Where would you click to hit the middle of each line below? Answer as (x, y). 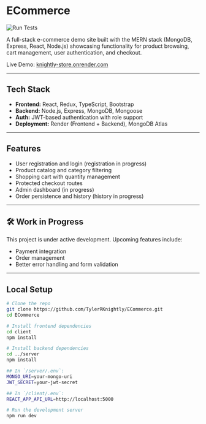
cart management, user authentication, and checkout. (74, 52)
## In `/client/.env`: (35, 393)
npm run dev (21, 416)
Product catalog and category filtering (63, 170)
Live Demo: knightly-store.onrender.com (57, 64)
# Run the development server (45, 410)
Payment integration (41, 251)
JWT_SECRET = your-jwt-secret (42, 382)
